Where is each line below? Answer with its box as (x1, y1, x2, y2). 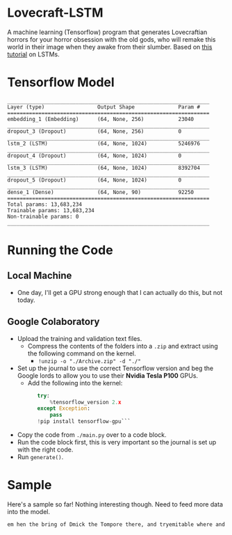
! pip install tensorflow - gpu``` (37, 418, 131, 425)
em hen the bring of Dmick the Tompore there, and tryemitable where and (7, 521, 226, 528)
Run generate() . (17, 453, 64, 461)
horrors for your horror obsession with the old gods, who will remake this (7, 35, 217, 43)
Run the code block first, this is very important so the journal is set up (17, 438, 217, 447)
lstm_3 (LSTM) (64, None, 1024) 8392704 (7, 164, 200, 171)
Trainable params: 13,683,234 (7, 207, 95, 214)
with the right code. (17, 445, 74, 454)
